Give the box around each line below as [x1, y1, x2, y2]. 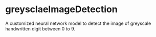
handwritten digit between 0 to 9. [5, 25, 76, 31]
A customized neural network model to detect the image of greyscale [5, 20, 151, 26]
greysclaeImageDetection [5, 4, 118, 15]
